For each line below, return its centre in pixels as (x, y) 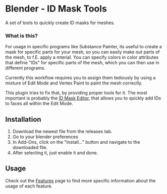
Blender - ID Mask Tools (56, 9)
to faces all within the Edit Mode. (39, 104)
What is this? (21, 36)
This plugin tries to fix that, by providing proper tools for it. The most (76, 93)
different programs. (25, 68)
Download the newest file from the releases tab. (62, 132)
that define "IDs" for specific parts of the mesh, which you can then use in (82, 63)
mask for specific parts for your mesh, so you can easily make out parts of (82, 52)
